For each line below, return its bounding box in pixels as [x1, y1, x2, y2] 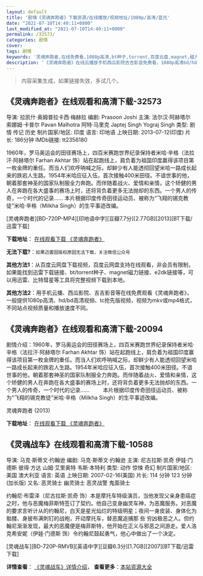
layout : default [6, 8, 47, 15]
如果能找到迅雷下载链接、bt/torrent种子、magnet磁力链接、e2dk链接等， [6, 269, 188, 276]
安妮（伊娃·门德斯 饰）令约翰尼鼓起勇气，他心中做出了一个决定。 [16, 529, 179, 537]
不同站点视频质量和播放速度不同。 [6, 304, 91, 312]
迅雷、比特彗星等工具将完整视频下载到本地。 [16, 276, 128, 283]
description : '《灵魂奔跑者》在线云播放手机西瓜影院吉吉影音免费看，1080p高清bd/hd [6, 59, 198, 65]
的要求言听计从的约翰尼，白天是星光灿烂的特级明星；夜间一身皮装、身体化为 [6, 507, 197, 514]
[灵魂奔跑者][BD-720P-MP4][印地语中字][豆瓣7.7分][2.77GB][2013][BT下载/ [6, 215, 193, 222]
